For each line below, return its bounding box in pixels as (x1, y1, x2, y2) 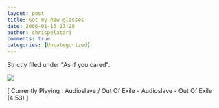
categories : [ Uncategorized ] (7, 42, 91, 49)
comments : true (7, 36, 51, 42)
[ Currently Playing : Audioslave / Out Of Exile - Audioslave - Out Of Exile (7, 87, 213, 94)
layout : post (7, 10, 45, 17)
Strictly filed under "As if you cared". (7, 61, 111, 68)
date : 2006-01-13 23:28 (7, 23, 76, 29)
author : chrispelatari (7, 29, 72, 36)
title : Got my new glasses (7, 16, 84, 23)
